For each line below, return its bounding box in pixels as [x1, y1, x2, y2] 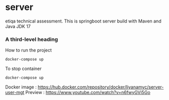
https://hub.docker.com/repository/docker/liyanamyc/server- [37, 84, 164, 90]
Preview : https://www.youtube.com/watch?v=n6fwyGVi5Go [25, 89, 151, 95]
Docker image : [5, 84, 37, 90]
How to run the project [5, 47, 52, 53]
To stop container [5, 65, 42, 71]
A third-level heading [5, 35, 58, 42]
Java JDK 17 [5, 23, 31, 29]
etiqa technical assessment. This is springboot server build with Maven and [5, 18, 162, 24]
